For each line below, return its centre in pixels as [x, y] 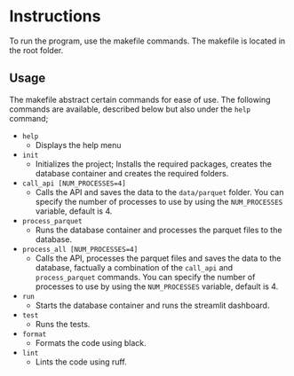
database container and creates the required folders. [132, 173]
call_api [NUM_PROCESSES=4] [74, 184]
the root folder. [36, 50]
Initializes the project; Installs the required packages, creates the [154, 164]
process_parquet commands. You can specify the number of [145, 277]
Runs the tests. [63, 324]
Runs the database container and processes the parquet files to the [159, 230]
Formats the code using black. [91, 342]
